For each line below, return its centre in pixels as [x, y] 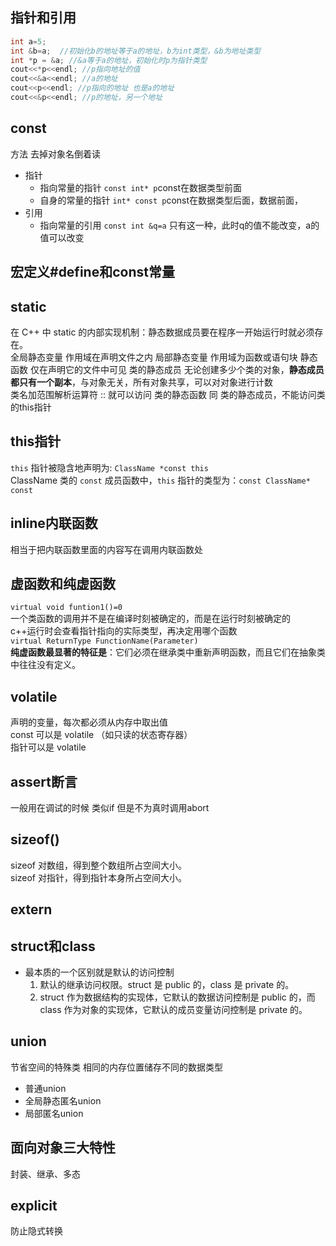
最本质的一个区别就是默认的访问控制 [99, 972]
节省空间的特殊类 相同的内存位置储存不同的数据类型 [116, 1067]
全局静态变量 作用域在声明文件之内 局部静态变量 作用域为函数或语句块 [154, 357]
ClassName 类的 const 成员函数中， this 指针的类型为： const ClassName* [160, 480]
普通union [45, 1088]
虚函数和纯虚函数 [63, 583]
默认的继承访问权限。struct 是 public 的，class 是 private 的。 [167, 985]
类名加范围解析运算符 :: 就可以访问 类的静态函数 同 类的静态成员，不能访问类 [168, 394]
